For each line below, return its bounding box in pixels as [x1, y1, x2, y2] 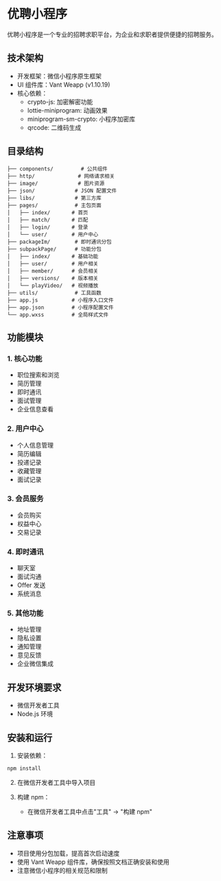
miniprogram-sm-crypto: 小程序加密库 [27, 115, 136, 123]
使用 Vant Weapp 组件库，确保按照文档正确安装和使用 [16, 858, 170, 866]
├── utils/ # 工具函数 [7, 289, 102, 296]
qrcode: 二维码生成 [27, 123, 82, 131]
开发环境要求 [7, 681, 62, 694]
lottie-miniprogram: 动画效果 [27, 106, 108, 114]
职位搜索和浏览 [16, 371, 60, 379]
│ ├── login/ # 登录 [7, 224, 89, 231]
